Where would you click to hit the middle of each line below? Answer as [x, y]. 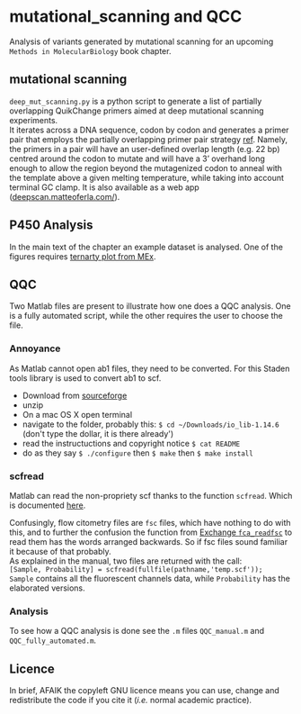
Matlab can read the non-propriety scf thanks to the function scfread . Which [151, 495]
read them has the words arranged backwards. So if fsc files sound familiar [149, 541]
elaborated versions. [47, 588]
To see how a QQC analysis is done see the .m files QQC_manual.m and [137, 631]
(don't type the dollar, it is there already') [98, 433]
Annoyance [35, 348]
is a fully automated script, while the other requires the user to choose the [146, 316]
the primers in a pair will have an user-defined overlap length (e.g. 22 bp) [145, 149]
